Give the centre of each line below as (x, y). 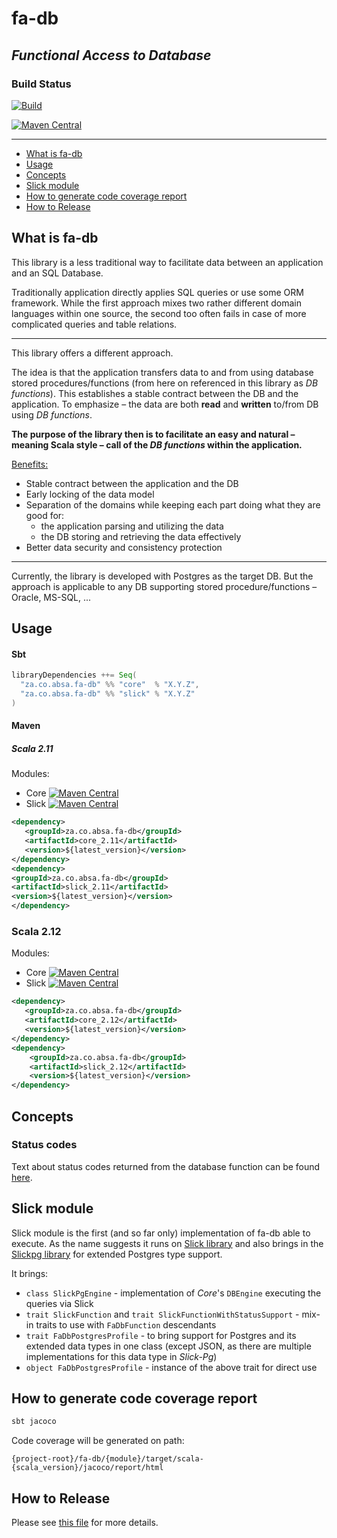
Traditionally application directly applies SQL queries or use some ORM (157, 292)
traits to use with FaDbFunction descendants (126, 1324)
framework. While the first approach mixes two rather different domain (156, 303)
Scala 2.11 (32, 748)
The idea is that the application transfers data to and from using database (162, 372)
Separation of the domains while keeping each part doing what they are (173, 504)
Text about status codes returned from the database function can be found (166, 1166)
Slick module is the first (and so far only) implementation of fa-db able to (161, 1233)
